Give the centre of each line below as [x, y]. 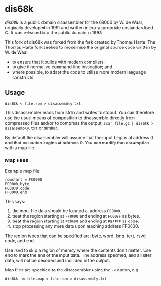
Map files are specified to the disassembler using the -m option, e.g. [73, 270]
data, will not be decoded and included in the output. [58, 261]
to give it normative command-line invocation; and [62, 67]
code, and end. [20, 241]
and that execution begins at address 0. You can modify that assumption [77, 143]
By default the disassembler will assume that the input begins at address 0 [79, 137]
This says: [15, 202]
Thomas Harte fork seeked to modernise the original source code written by [80, 47]
